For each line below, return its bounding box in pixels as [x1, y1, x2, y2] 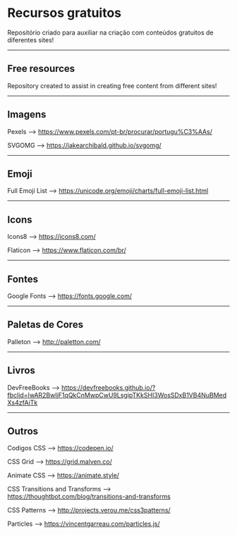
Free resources [7, 63, 75, 75]
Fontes [7, 273, 39, 285]
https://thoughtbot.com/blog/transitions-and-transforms [7, 492, 171, 501]
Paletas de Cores [7, 319, 83, 331]
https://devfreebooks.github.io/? [61, 383, 156, 392]
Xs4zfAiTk [7, 398, 38, 407]
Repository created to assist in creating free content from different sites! [7, 81, 217, 90]
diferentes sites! [7, 35, 54, 44]
